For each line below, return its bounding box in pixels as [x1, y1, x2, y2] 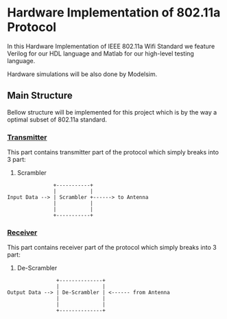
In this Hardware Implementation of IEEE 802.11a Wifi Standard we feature [7, 42, 215, 50]
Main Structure [7, 90, 73, 102]
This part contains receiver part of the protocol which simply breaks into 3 [7, 244, 217, 252]
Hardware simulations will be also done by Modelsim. [7, 70, 158, 78]
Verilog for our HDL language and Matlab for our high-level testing [7, 49, 194, 58]
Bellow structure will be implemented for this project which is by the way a [7, 108, 217, 116]
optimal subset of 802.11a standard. [7, 115, 108, 123]
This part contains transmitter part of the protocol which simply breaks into [7, 148, 219, 156]
